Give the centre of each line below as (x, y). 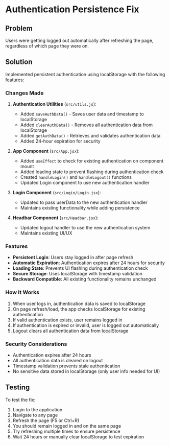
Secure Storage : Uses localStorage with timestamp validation (78, 274)
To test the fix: (20, 400)
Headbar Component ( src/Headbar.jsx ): (55, 218)
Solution (19, 62)
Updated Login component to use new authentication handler (85, 183)
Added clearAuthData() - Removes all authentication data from (87, 125)
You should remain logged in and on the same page (67, 426)
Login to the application (38, 409)
